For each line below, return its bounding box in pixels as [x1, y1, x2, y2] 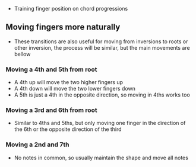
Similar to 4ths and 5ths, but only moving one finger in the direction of [14, 120, 186, 127]
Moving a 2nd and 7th [5, 140, 69, 149]
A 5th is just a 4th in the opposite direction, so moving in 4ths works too [14, 91, 191, 98]
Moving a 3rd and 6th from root [5, 106, 97, 114]
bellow [14, 50, 31, 57]
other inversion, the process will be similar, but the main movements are [14, 44, 191, 51]
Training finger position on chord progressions [14, 5, 128, 12]
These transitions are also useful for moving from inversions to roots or [14, 38, 188, 45]
